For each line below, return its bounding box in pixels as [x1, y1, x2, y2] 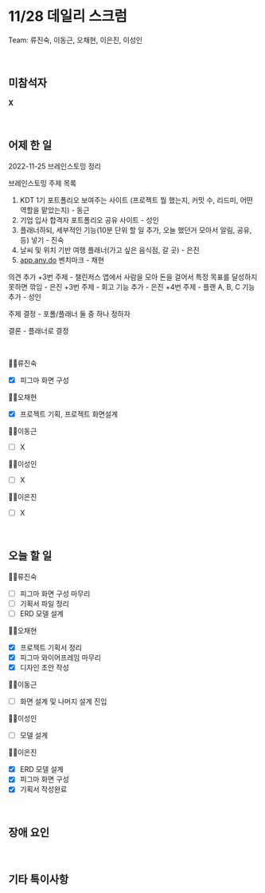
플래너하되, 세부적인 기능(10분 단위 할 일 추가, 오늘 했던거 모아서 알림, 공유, [19, 225, 252, 235]
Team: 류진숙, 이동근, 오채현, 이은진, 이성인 [8, 35, 143, 45]
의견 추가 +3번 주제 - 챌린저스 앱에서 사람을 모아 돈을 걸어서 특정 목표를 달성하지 [8, 272, 258, 282]
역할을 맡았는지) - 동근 [19, 205, 90, 215]
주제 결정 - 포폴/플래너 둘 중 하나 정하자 [8, 309, 131, 318]
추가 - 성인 [8, 292, 41, 302]
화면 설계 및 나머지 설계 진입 [19, 697, 107, 706]
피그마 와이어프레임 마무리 [19, 652, 102, 662]
